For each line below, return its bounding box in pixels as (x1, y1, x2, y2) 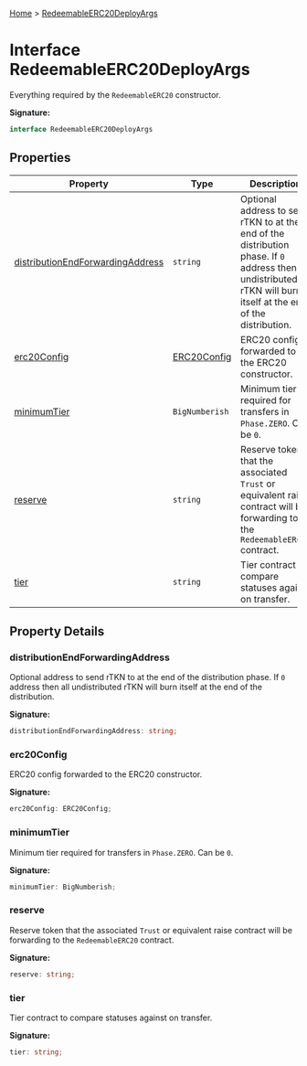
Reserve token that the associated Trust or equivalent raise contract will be (9, 924, 292, 935)
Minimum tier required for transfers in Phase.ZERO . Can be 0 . (9, 847, 234, 858)
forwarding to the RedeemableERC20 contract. (9, 934, 175, 945)
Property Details (9, 624, 105, 639)
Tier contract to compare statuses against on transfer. (9, 1012, 213, 1023)
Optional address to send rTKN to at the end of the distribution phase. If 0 (9, 672, 286, 683)
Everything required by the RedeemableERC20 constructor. (9, 89, 221, 100)
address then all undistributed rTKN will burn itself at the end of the (9, 681, 263, 693)
